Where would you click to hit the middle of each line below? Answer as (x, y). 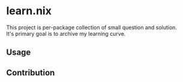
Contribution (31, 72)
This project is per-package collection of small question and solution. (91, 27)
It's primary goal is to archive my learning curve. (66, 33)
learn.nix (29, 11)
